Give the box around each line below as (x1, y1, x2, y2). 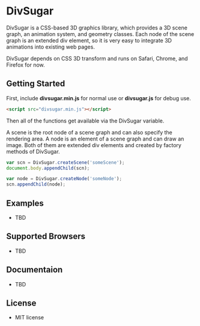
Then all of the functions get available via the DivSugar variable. (6, 117, 165, 124)
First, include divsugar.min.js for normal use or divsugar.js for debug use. (6, 94, 191, 101)
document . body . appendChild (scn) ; (6, 165, 90, 171)
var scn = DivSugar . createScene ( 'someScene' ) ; (6, 159, 125, 166)
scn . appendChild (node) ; (6, 181, 66, 187)
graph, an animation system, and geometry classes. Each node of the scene (6, 30, 195, 37)
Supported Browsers (6, 231, 86, 241)
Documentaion (6, 265, 63, 275)
